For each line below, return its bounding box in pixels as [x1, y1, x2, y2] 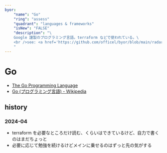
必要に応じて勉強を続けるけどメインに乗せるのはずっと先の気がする [11, 143, 152, 149]
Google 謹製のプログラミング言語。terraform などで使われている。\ [13, 35, 139, 40]
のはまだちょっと [11, 136, 47, 142]
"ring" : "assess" [13, 16, 50, 21]
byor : [4, 7, 16, 12]
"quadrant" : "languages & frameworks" [13, 21, 94, 26]
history [4, 103, 28, 111]
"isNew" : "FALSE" [13, 26, 50, 31]
